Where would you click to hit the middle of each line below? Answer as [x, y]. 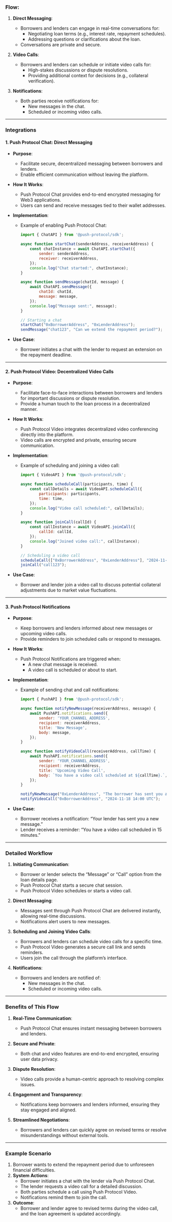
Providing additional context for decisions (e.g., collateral [88, 76]
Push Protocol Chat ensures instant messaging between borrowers [91, 1028]
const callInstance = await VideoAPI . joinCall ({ [83, 527]
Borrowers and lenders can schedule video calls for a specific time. [91, 942]
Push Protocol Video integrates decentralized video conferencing [89, 429]
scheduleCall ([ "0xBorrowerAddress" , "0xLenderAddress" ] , [82, 560]
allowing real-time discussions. [53, 916]
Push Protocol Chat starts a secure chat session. [72, 885]
